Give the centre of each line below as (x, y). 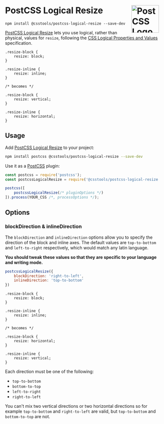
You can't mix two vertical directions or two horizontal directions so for (76, 406)
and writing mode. (24, 262)
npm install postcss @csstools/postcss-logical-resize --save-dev (74, 156)
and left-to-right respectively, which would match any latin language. (77, 248)
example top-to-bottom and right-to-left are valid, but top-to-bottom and (81, 411)
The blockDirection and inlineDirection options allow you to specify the (79, 237)
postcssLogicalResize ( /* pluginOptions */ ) (59, 193)
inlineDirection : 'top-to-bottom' (49, 280)
